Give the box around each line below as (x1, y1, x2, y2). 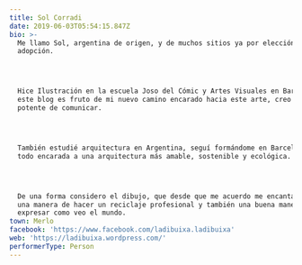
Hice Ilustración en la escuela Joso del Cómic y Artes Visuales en (17, 87, 280, 96)
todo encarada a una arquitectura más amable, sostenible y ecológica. (17, 151, 292, 160)
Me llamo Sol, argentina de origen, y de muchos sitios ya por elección (17, 38, 296, 48)
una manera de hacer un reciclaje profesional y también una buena (17, 200, 276, 209)
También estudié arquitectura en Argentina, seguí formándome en (17, 143, 268, 152)
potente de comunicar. (17, 104, 102, 113)
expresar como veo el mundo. (17, 208, 127, 217)
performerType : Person (9, 242, 94, 251)
